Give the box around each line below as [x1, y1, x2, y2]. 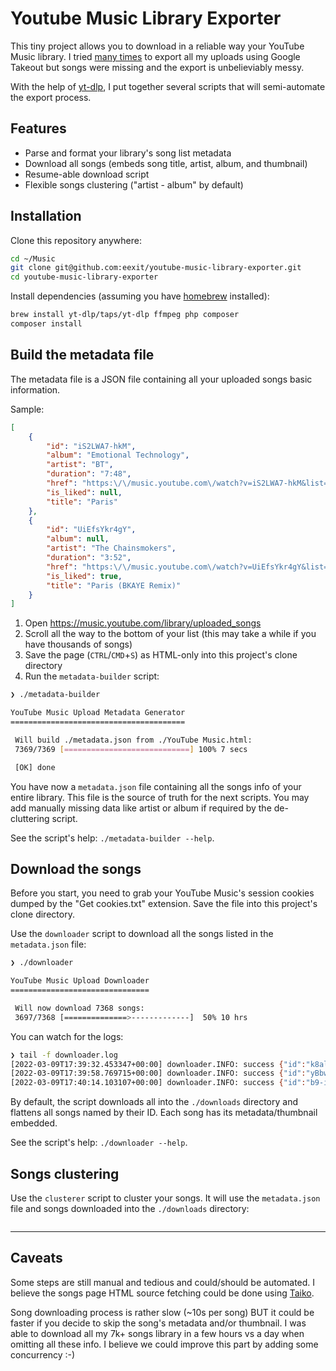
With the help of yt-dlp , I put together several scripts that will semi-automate [10, 80, 326, 92]
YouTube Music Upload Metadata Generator [10, 708, 186, 718]
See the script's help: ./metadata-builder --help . [10, 832, 215, 844]
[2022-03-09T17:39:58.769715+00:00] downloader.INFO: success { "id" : [10, 1068, 307, 1079]
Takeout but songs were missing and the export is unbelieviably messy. [10, 61, 305, 73]
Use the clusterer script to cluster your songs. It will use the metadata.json [10, 1192, 321, 1204]
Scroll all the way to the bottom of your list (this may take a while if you [24, 628, 317, 640]
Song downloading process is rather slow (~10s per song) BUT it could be [10, 1306, 315, 1318]
